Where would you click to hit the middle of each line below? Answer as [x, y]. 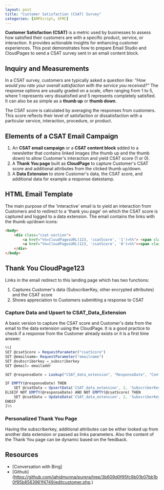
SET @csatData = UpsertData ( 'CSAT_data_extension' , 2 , [71, 388]
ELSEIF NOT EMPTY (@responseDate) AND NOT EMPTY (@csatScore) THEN [73, 392]
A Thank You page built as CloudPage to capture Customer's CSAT [80, 163]
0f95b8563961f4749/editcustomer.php [51, 482]
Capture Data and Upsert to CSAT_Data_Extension [66, 313]
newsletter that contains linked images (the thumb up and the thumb [81, 153]
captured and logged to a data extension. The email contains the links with [80, 216]
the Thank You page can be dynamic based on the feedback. [66, 439]
